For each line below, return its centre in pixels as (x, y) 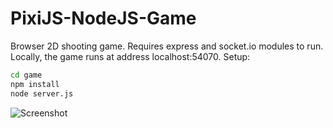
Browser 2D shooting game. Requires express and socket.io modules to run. (167, 46)
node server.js (42, 93)
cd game (26, 75)
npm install (35, 84)
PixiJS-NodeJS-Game (103, 18)
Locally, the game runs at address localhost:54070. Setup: (130, 56)
